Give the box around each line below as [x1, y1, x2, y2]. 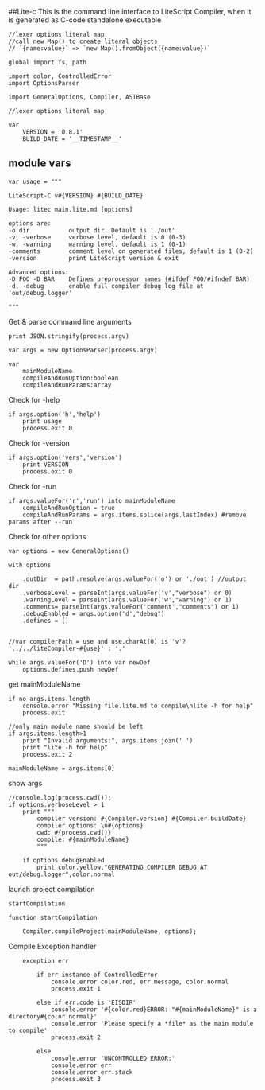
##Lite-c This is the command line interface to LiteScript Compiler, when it [8, 7, 252, 16]
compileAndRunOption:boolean [22, 374, 119, 382]
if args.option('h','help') [8, 410, 102, 418]
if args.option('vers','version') [8, 454, 123, 461]
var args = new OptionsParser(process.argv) [8, 346, 158, 354]
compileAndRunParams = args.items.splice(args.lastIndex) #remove [22, 511, 247, 519]
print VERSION [22, 461, 69, 469]
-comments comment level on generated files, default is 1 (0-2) [8, 247, 254, 255]
